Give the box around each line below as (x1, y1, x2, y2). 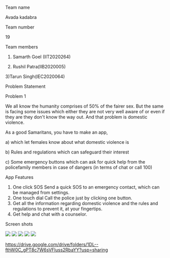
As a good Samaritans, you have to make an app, (5, 130, 108, 135)
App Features (5, 174, 34, 180)
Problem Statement (5, 84, 46, 89)
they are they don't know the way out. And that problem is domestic (5, 114, 148, 120)
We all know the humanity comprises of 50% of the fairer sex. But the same (5, 103, 164, 109)
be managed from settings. (12, 190, 70, 195)
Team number (5, 24, 35, 30)
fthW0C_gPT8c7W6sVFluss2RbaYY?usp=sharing (5, 247, 108, 253)
